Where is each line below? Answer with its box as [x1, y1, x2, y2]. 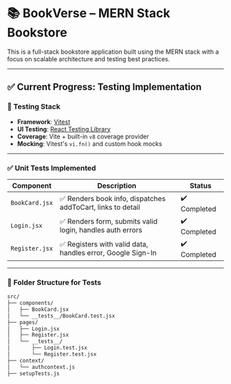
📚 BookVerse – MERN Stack [7, 6, 170, 21]
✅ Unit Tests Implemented [7, 163, 96, 173]
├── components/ [7, 300, 54, 307]
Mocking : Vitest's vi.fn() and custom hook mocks [16, 139, 163, 148]
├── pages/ [7, 319, 38, 326]
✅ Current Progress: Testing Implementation [7, 81, 202, 93]
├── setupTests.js [7, 370, 60, 377]
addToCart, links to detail [59, 202, 141, 212]
